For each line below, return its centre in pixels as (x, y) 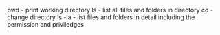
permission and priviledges (46, 24)
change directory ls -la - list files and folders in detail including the (101, 17)
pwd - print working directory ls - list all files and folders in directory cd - (110, 10)
